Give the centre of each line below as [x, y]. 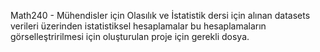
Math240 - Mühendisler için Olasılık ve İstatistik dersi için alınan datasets [160, 15]
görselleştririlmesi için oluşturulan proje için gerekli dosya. [130, 36]
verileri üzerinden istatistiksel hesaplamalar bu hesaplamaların [138, 26]
